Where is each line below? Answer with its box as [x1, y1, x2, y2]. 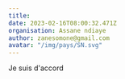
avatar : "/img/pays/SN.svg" [8, 41, 103, 49]
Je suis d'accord [8, 63, 65, 73]
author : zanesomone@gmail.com [8, 34, 110, 42]
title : [8, 11, 31, 20]
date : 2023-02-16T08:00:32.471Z [8, 19, 117, 27]
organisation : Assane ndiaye [8, 26, 106, 34]
